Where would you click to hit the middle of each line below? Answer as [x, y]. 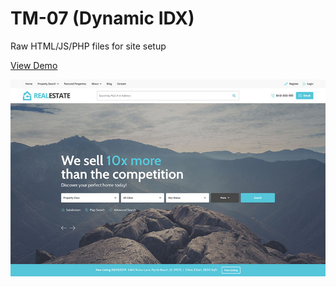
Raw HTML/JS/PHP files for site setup [88, 46]
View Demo [34, 65]
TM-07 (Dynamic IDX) [102, 18]
